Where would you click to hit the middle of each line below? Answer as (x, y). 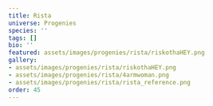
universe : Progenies (43, 23)
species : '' (28, 30)
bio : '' (21, 45)
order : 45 (25, 90)
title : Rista (30, 16)
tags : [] (23, 38)
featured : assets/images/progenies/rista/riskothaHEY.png (106, 53)
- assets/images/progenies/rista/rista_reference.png (100, 82)
